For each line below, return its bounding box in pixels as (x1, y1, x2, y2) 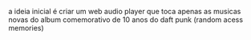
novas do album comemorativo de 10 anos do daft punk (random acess (8, 15, 243, 24)
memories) (8, 24, 44, 32)
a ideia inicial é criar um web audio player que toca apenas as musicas (8, 7, 241, 16)
